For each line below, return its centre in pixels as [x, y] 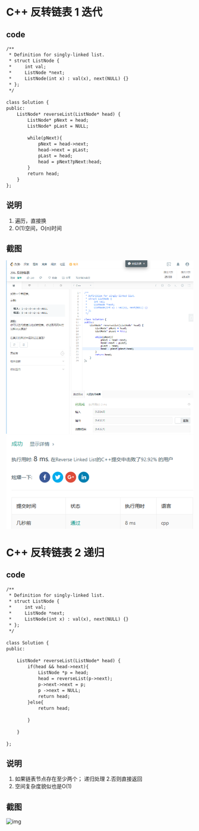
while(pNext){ [45, 138]
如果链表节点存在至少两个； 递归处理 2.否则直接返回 [78, 779]
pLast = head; [55, 156]
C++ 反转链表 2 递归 [56, 553]
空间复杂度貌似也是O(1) [43, 786]
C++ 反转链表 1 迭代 [54, 12]
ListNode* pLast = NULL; [58, 126]
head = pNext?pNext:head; [70, 162]
